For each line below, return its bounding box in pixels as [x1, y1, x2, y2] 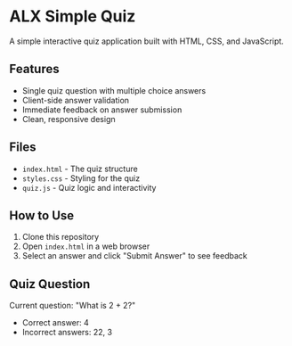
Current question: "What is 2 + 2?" [9, 301, 136, 311]
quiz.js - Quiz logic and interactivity [21, 182, 157, 193]
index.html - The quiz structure [21, 163, 138, 174]
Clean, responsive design [21, 113, 116, 124]
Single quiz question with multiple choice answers [21, 85, 207, 95]
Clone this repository [21, 232, 100, 243]
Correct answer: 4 [21, 317, 89, 328]
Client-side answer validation [21, 95, 130, 105]
